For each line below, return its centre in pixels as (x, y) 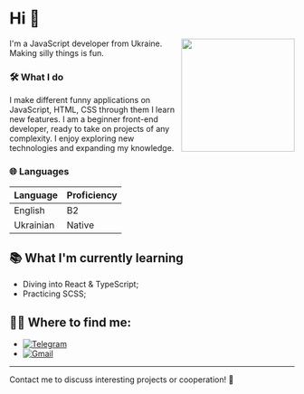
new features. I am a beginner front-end (84, 119)
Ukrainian (34, 225)
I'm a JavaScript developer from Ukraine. (86, 43)
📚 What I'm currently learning (96, 258)
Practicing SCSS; (54, 294)
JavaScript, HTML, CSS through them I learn (92, 110)
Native (81, 225)
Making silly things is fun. (57, 52)
